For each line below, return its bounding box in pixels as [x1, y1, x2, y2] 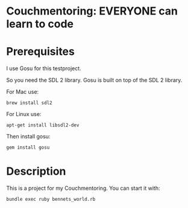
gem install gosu [6, 145, 50, 151]
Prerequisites [6, 45, 75, 59]
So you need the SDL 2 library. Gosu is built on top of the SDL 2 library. [6, 77, 183, 84]
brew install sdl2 [6, 100, 52, 106]
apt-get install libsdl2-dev [6, 122, 80, 128]
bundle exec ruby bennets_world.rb [6, 197, 96, 203]
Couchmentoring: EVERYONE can [6, 4, 178, 18]
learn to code [6, 17, 74, 31]
